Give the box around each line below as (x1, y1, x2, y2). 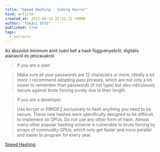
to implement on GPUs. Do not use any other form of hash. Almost (16, 116, 149, 122)
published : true (5, 25, 38, 30)
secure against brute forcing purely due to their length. (16, 87, 127, 93)
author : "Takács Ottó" (5, 20, 51, 26)
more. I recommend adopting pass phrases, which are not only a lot (16, 76, 152, 83)
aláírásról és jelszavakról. (5, 53, 56, 58)
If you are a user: (16, 62, 51, 68)
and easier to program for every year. (16, 132, 92, 138)
